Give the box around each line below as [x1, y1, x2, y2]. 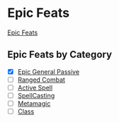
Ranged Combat [17, 75, 66, 84]
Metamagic [17, 99, 51, 107]
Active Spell [17, 83, 53, 92]
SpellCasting [17, 91, 55, 99]
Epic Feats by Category [7, 49, 112, 61]
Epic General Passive [17, 67, 80, 75]
